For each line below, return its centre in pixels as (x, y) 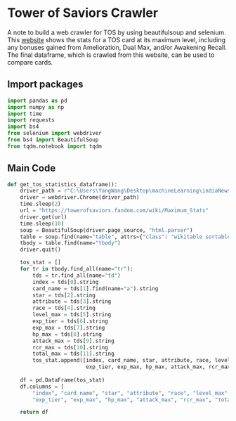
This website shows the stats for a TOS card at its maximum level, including (117, 39)
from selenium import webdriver (54, 134)
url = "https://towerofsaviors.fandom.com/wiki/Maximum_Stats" (114, 211)
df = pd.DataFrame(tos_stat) (63, 380)
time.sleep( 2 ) (40, 204)
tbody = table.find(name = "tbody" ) (70, 243)
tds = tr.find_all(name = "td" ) (77, 276)
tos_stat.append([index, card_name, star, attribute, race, (122, 361)
